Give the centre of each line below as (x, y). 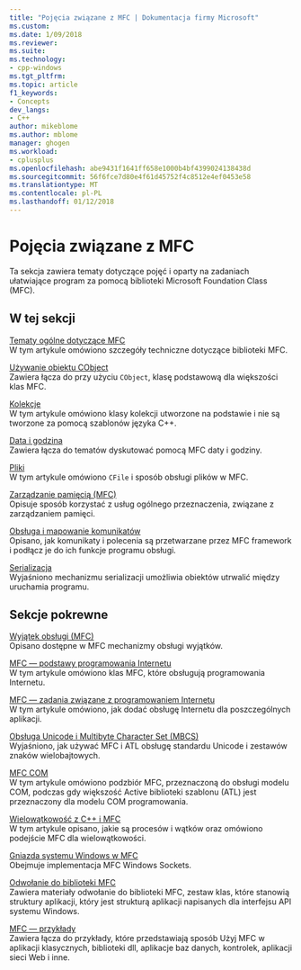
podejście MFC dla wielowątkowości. (78, 839)
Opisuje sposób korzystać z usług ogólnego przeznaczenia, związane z (142, 504)
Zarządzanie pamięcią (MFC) (63, 494)
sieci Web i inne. (40, 957)
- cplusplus (31, 160)
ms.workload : (34, 151)
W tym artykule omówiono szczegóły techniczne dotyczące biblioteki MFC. (149, 350)
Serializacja (31, 567)
